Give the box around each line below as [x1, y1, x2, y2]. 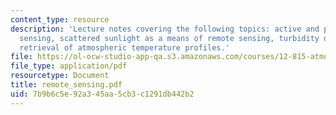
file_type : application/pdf [10, 61, 128, 71]
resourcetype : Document [10, 71, 110, 81]
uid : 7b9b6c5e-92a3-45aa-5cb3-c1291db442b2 [10, 89, 195, 99]
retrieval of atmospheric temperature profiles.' [19, 42, 230, 53]
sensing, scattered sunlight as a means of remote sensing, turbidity [19, 33, 320, 43]
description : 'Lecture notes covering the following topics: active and [10, 24, 320, 34]
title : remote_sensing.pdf [10, 80, 123, 90]
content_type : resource [10, 14, 110, 25]
